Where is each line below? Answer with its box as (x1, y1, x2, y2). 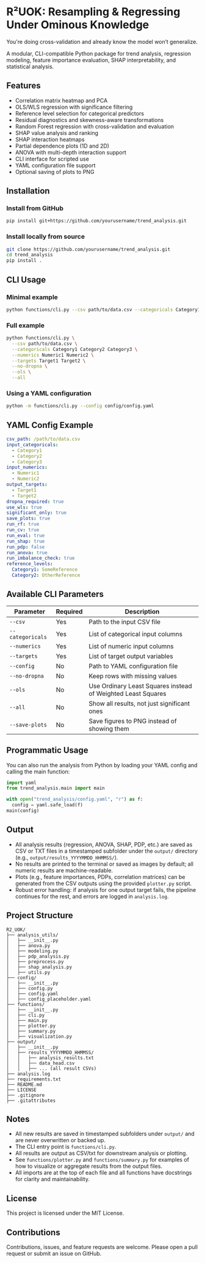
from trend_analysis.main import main (6, 785, 105, 792)
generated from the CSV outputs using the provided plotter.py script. (15, 880, 192, 887)
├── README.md (6, 1081, 43, 1088)
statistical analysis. (6, 63, 54, 70)
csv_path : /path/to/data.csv (6, 436, 81, 443)
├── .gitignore (6, 1092, 45, 1098)
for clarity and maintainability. (15, 1176, 90, 1183)
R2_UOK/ (6, 927, 26, 933)
